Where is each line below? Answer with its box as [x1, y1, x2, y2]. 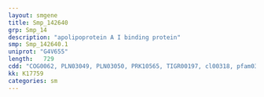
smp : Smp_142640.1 [8, 41, 68, 48]
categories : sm [8, 77, 58, 84]
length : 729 [8, 56, 55, 63]
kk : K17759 [8, 70, 44, 77]
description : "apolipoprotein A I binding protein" [8, 33, 181, 41]
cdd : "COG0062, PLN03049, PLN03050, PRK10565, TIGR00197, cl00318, [8, 63, 234, 70]
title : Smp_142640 [8, 19, 68, 27]
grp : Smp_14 [8, 26, 47, 34]
